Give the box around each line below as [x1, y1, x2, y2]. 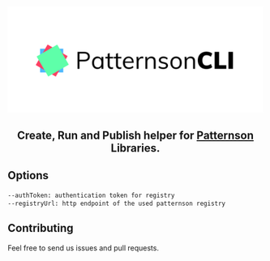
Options [7, 169, 49, 182]
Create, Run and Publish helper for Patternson [16, 129, 255, 143]
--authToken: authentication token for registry [7, 191, 175, 199]
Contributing [7, 221, 74, 235]
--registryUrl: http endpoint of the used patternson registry [7, 199, 226, 208]
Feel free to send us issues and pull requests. [7, 242, 160, 253]
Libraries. [110, 141, 161, 156]
